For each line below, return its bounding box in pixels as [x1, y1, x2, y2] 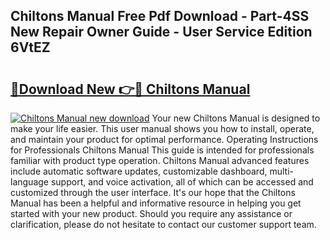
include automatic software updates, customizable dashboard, [10, 165, 268, 177]
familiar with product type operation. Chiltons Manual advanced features [10, 155, 310, 166]
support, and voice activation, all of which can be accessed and [50, 176, 314, 188]
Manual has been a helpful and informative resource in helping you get [10, 197, 302, 209]
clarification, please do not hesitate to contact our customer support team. [10, 219, 317, 230]
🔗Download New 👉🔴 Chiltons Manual [10, 80, 251, 98]
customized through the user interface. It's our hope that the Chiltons [10, 187, 296, 198]
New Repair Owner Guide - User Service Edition [10, 24, 313, 41]
